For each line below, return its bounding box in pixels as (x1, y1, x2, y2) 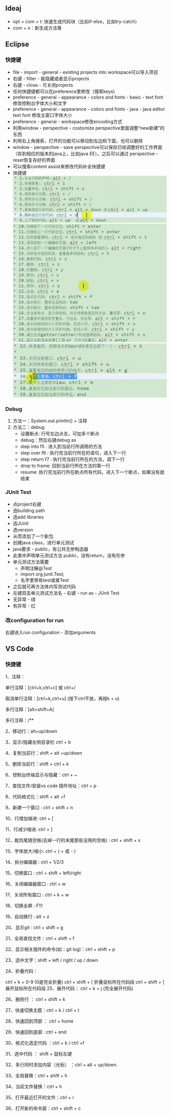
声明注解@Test (20, 565, 52, 571)
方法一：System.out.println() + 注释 (12, 418, 88, 424)
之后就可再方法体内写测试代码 (12, 583, 76, 590)
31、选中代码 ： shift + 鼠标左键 (5, 1050, 72, 1056)
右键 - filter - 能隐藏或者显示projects (12, 75, 90, 82)
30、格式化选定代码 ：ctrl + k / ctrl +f (5, 1040, 84, 1046)
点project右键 (12, 501, 41, 507)
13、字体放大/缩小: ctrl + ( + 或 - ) (5, 848, 76, 854)
